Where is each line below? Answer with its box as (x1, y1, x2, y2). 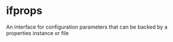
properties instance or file (6, 29, 69, 36)
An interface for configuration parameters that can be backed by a (6, 23, 168, 30)
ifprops (6, 4, 43, 17)
